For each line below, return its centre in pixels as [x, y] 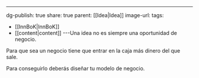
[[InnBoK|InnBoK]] [37, 27]
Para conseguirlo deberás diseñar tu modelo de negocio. [76, 68]
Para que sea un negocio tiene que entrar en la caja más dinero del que [93, 51]
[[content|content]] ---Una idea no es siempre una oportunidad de [96, 33]
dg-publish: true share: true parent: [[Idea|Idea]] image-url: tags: [85, 15]
